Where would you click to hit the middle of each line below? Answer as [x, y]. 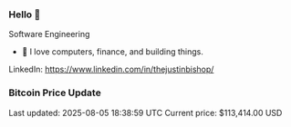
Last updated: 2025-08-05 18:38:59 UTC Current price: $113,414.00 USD [145, 112]
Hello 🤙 [25, 15]
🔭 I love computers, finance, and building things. [113, 52]
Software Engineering [49, 34]
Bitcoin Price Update [55, 93]
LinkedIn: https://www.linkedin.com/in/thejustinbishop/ [111, 69]
